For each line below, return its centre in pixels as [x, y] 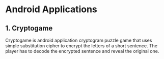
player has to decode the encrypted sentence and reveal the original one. [82, 51]
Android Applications [51, 9]
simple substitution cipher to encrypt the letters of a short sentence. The [81, 46]
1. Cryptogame [29, 28]
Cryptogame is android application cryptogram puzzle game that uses [79, 40]
